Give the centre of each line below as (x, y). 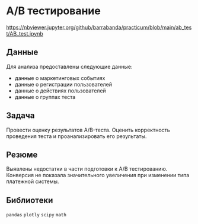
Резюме (22, 154)
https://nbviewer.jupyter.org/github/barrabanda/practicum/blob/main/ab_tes (99, 27)
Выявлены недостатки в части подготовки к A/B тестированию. (87, 169)
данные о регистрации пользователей (63, 84)
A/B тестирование (53, 11)
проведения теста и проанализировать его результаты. (76, 136)
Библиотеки (30, 200)
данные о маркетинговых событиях (60, 78)
